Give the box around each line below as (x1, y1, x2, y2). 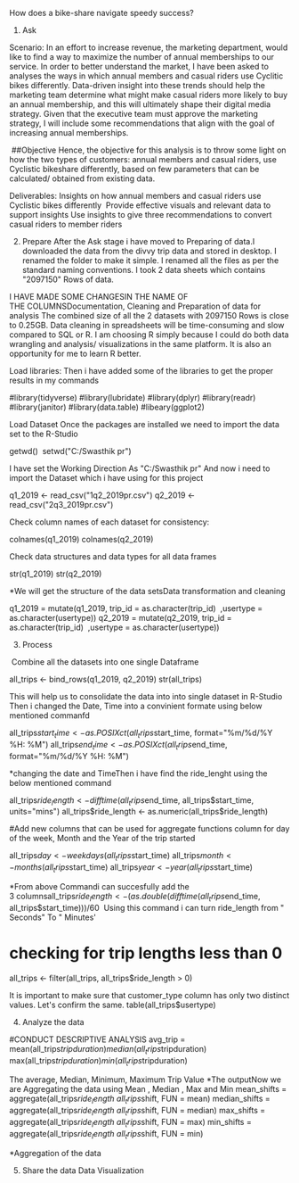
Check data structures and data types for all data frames (9, 551, 217, 561)
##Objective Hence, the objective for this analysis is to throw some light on (11, 145, 287, 155)
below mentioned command (9, 777, 112, 788)
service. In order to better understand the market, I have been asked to (9, 62, 270, 71)
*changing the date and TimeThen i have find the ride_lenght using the (9, 767, 268, 779)
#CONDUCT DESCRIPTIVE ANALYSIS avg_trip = (9, 1034, 186, 1045)
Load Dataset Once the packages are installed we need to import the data (9, 419, 280, 429)
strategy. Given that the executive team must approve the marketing (9, 109, 258, 119)
